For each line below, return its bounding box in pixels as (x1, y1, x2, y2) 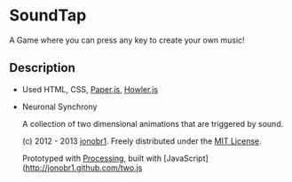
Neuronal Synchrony (21, 101, 98, 112)
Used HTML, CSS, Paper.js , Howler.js (21, 83, 158, 94)
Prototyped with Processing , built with (21, 153, 162, 163)
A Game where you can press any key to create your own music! (9, 35, 246, 45)
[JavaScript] (163, 153, 209, 163)
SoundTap (9, 5, 87, 26)
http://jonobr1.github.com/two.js (25, 162, 143, 173)
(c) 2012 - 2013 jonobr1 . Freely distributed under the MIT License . (21, 135, 262, 146)
